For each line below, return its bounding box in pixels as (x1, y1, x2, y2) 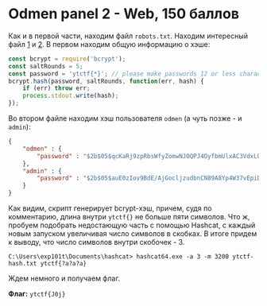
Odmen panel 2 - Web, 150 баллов (8, 5, 240, 23)
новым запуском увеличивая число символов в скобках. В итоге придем (8, 229, 257, 238)
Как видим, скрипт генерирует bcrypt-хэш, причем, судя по (8, 203, 212, 213)
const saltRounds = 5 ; (8, 62, 83, 70)
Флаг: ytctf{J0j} (8, 289, 66, 299)
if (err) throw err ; (22, 84, 91, 92)
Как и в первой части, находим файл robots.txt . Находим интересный (8, 31, 249, 41)
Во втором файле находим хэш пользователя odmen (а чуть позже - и (8, 114, 242, 123)
